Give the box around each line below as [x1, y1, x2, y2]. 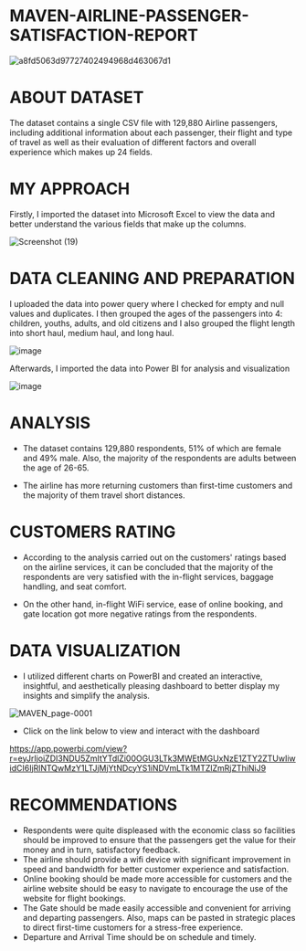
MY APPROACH [9, 179, 131, 199]
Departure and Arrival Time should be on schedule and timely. [22, 931, 257, 942]
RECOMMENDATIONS [9, 794, 178, 815]
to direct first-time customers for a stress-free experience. [22, 922, 244, 933]
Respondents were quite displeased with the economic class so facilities [22, 824, 296, 836]
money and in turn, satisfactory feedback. [22, 844, 181, 855]
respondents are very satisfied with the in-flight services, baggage [22, 571, 274, 582]
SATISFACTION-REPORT [9, 25, 199, 46]
